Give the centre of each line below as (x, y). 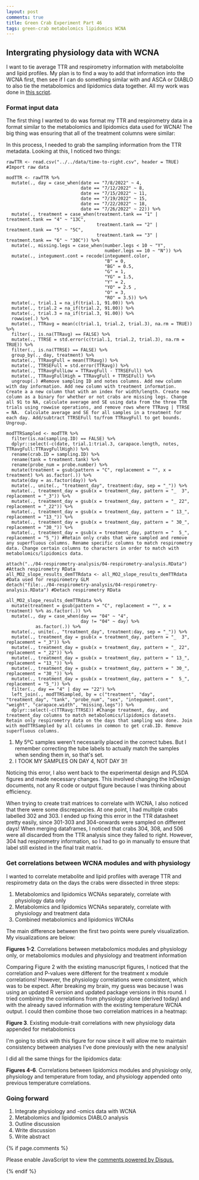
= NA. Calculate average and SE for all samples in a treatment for (94, 413)
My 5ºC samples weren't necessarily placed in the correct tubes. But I (100, 742)
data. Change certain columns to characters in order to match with (93, 549)
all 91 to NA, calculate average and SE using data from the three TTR (97, 402)
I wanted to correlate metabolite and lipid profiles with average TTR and (94, 876)
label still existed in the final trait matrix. (55, 848)
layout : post (22, 12)
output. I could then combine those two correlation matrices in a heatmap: (97, 1011)
